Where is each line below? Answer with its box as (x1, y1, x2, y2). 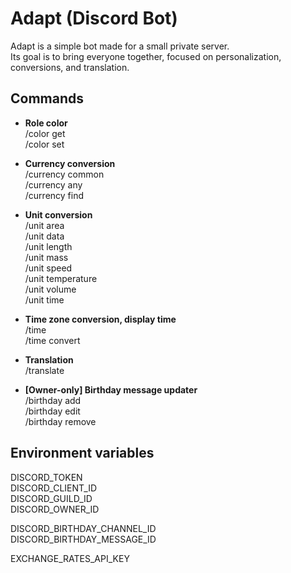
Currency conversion (24, 157, 116, 169)
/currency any (24, 178, 83, 191)
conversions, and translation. (10, 61, 130, 73)
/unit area (24, 219, 65, 231)
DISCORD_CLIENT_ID (10, 482, 97, 494)
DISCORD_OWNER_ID (10, 503, 100, 515)
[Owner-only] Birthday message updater (24, 383, 198, 396)
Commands (10, 90, 85, 107)
